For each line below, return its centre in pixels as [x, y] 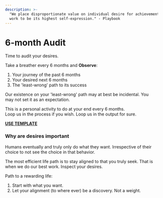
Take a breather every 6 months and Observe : [51, 66]
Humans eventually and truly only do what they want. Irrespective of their [78, 147]
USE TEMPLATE [21, 124]
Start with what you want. [38, 185]
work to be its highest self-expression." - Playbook [65, 18]
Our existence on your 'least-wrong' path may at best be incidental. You [77, 95]
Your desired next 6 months [40, 80]
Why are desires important [37, 136]
